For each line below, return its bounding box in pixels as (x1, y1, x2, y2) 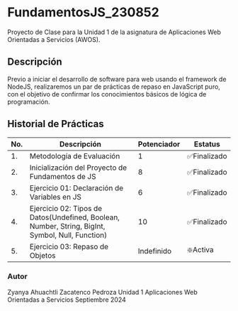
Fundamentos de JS (29, 171, 96, 181)
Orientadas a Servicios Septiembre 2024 (7, 295, 126, 304)
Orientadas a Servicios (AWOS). (7, 35, 101, 43)
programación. (7, 97, 50, 106)
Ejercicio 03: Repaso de (29, 241, 108, 251)
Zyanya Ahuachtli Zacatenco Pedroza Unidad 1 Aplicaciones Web (7, 288, 198, 296)
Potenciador (137, 139, 181, 149)
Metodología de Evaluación (29, 151, 120, 160)
